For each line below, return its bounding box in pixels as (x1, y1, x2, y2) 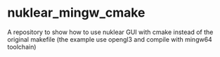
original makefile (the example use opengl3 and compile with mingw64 (7, 35, 212, 43)
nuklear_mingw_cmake (7, 5, 145, 21)
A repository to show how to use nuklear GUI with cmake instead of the (7, 28, 214, 36)
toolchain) (7, 42, 37, 51)
